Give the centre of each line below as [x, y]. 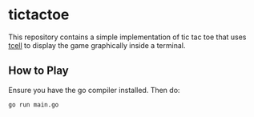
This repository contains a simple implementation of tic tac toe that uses [127, 37]
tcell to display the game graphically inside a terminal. [97, 45]
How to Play [39, 71]
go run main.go [34, 105]
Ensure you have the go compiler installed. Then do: [94, 90]
